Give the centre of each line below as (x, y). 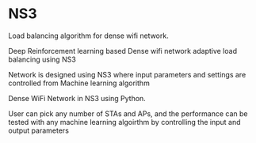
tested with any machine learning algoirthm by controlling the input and (124, 122)
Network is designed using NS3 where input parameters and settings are (127, 74)
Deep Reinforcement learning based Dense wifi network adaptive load (123, 51)
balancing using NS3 (42, 59)
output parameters (39, 130)
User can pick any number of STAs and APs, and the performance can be (128, 113)
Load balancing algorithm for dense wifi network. (88, 36)
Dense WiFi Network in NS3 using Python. (77, 98)
